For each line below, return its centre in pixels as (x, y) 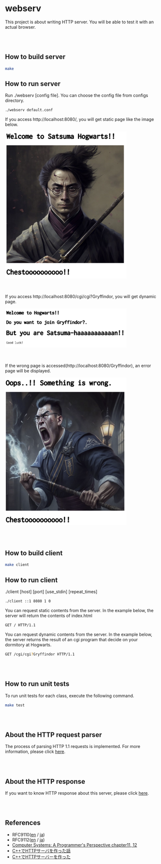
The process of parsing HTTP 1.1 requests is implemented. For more (73, 747)
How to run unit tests (37, 684)
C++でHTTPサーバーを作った (41, 857)
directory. (15, 100)
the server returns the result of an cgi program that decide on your (72, 639)
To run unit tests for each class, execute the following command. (70, 696)
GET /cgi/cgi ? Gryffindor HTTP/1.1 (40, 654)
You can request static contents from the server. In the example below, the (79, 610)
